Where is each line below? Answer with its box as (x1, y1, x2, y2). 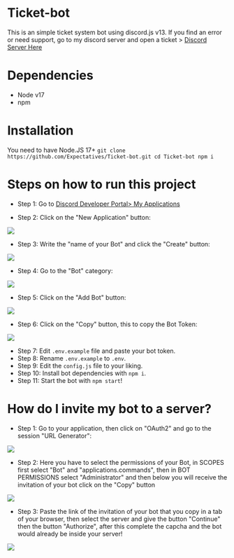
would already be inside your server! (17, 529, 123, 538)
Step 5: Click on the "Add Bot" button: (17, 293, 126, 302)
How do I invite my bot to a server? (7, 400, 212, 417)
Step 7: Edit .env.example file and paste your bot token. (17, 347, 176, 355)
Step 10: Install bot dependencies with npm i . (17, 369, 147, 377)
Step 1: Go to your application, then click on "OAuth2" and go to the (17, 424, 212, 432)
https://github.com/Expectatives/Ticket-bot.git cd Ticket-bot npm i (7, 153, 214, 160)
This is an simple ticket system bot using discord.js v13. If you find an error (7, 28, 222, 36)
